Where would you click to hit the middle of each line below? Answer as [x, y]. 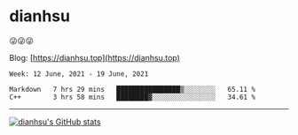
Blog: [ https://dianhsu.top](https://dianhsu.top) [94, 57]
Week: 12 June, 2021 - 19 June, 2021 [79, 74]
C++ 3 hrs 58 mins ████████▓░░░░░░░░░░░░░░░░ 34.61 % [132, 97]
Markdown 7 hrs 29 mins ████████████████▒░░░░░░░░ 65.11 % [132, 89]
